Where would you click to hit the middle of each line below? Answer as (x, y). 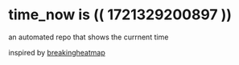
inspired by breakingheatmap (57, 52)
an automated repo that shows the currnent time (89, 37)
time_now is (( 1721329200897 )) (120, 15)
